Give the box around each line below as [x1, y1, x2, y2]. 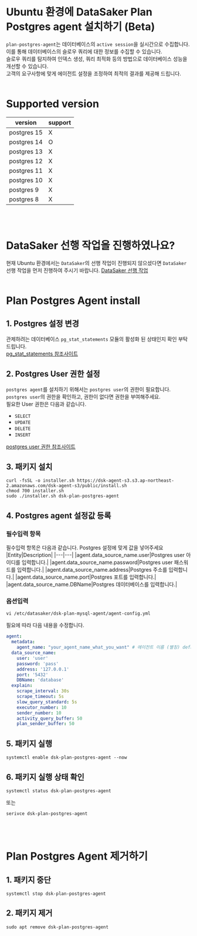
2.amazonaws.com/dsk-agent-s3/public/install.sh [6, 483, 127, 489]
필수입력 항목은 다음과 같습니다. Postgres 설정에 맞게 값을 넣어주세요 [6, 544, 164, 551]
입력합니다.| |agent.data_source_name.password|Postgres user [21, 559, 173, 566]
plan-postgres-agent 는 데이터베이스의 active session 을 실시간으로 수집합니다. [6, 41, 190, 48]
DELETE [14, 425, 31, 432]
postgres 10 [9, 176, 43, 184]
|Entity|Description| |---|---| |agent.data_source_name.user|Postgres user [6, 552, 185, 559]
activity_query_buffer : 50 [16, 715, 83, 722]
